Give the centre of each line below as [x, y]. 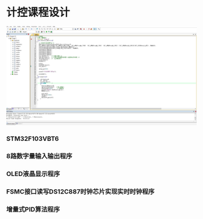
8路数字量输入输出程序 [39, 156]
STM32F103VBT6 [33, 139]
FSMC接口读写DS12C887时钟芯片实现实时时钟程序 [81, 191]
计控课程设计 [38, 12]
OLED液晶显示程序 [33, 174]
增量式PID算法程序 [33, 209]
